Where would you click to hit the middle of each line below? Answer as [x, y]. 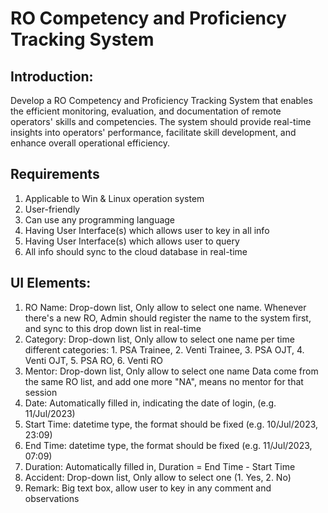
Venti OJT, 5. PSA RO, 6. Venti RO [93, 360]
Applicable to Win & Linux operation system [114, 198]
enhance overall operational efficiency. [90, 143]
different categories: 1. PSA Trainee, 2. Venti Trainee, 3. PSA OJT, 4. [164, 349]
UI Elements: [51, 283]
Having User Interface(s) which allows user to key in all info [147, 230]
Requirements [55, 174]
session [41, 392]
